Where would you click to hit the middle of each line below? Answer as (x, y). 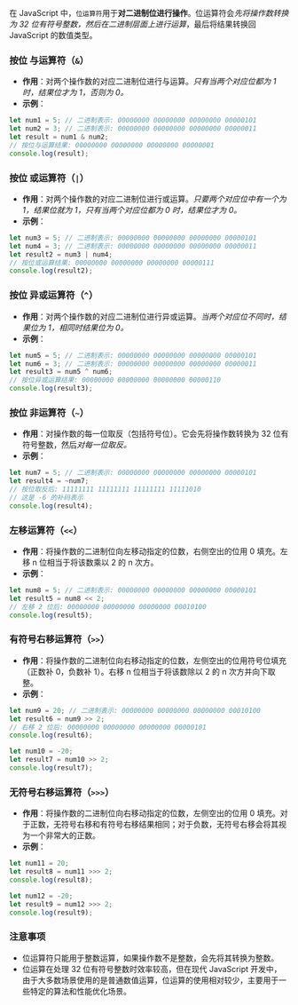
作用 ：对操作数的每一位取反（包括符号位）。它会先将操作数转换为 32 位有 (155, 434)
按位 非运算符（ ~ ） (49, 413)
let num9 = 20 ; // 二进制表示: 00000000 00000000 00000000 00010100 (135, 710)
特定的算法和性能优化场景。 (80, 991)
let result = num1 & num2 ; (59, 137)
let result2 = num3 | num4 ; (61, 254)
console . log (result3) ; (51, 389)
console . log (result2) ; (51, 271)
